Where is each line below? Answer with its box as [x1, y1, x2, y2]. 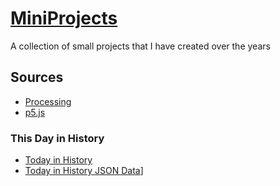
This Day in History [10, 131, 105, 145]
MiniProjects [10, 7, 118, 30]
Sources [10, 69, 64, 86]
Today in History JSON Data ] [24, 165, 144, 177]
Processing [24, 95, 72, 107]
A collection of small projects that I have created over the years [10, 40, 271, 52]
